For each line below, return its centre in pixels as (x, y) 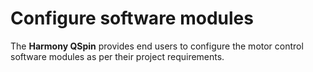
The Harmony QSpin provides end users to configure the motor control (157, 46)
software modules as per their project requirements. (117, 56)
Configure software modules (132, 18)
